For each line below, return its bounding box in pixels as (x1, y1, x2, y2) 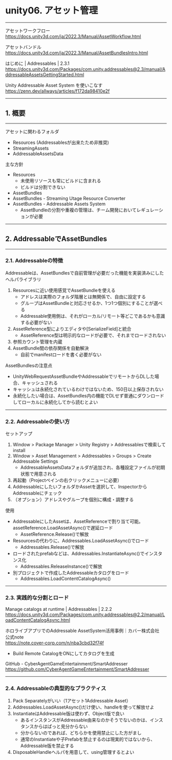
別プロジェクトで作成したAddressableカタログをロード (12, 570, 130, 576)
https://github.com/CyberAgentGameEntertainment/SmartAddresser (5, 666, 149, 673)
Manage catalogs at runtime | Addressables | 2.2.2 (5, 606, 113, 612)
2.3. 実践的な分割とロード (5, 594, 69, 602)
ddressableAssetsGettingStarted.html (5, 71, 84, 78)
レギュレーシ (136, 207, 164, 213)
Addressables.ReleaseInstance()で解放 (20, 564, 102, 570)
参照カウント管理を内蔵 (12, 338, 62, 345)
